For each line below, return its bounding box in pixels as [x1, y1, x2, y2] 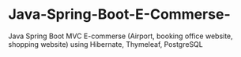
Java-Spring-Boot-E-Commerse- [8, 5, 231, 23]
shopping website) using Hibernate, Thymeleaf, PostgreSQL [8, 39, 203, 48]
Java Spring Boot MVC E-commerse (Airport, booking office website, [8, 31, 233, 41]
